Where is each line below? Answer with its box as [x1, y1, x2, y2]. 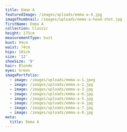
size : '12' [5, 54, 28, 59]
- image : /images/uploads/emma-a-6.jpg [10, 91, 93, 96]
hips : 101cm [5, 49, 30, 54]
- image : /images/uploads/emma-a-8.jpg [10, 110, 93, 115]
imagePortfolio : [5, 73, 39, 78]
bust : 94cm [5, 40, 28, 45]
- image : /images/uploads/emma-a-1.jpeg [10, 77, 95, 82]
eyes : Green [5, 68, 30, 73]
